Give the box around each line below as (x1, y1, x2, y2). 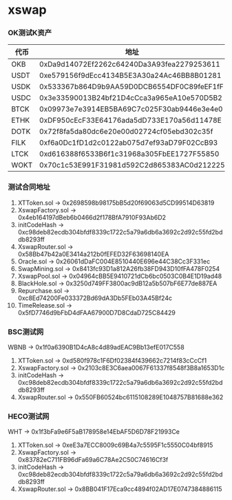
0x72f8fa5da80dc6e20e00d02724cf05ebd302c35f (39, 127, 213, 137)
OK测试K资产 (8, 28, 52, 38)
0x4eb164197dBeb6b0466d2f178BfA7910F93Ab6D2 (17, 213, 167, 221)
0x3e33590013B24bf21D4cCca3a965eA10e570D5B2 (39, 93, 222, 103)
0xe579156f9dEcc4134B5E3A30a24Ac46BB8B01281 (39, 71, 222, 81)
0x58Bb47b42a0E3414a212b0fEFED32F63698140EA (17, 250, 169, 258)
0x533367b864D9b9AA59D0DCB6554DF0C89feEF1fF (39, 82, 224, 92)
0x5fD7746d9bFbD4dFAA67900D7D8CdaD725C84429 (17, 308, 176, 317)
